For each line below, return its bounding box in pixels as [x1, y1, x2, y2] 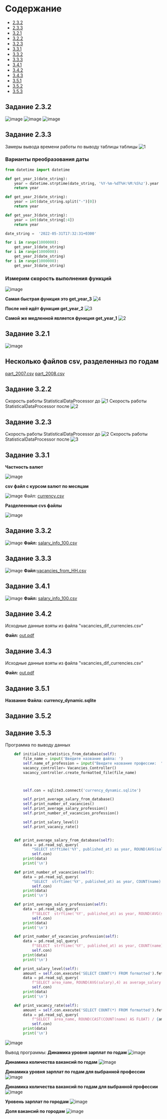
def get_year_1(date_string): [5, 176, 68, 181]
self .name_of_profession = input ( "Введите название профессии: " [23, 760, 164, 766]
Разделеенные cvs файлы [5, 502, 62, 508]
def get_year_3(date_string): [5, 213, 68, 218]
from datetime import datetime [5, 167, 70, 172]
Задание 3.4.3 [5, 647, 52, 655]
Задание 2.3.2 [5, 103, 52, 111]
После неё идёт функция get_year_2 [5, 306, 83, 312]
